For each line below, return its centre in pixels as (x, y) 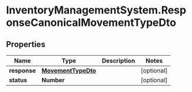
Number (53, 80)
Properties (26, 44)
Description (119, 61)
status (18, 80)
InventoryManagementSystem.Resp (96, 10)
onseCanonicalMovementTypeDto (91, 23)
